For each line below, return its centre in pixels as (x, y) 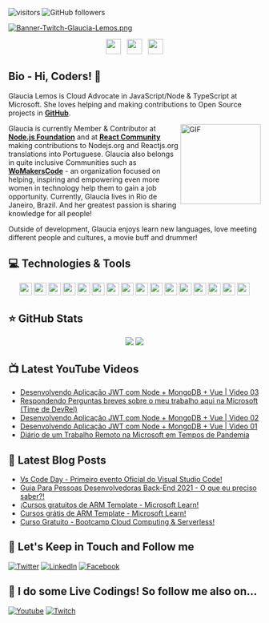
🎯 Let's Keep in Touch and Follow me (101, 547)
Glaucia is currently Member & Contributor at (82, 128)
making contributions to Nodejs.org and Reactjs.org (93, 145)
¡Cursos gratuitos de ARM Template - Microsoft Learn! (109, 505)
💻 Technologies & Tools (70, 264)
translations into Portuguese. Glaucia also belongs (91, 154)
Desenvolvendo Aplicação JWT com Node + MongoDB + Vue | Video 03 (139, 392)
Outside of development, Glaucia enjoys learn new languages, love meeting (133, 229)
